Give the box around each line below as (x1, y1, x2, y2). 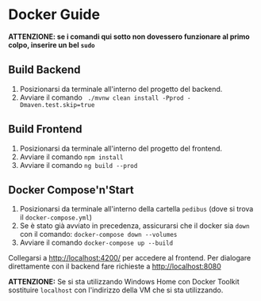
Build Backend (8, 63, 81, 77)
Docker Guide (8, 6, 101, 24)
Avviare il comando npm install (19, 152, 124, 162)
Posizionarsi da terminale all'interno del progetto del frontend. (19, 143, 223, 153)
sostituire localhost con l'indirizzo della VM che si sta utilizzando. (8, 285, 224, 295)
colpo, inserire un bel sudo (8, 40, 95, 49)
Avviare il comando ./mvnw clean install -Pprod (19, 93, 184, 102)
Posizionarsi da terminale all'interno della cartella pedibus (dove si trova (19, 204, 254, 214)
